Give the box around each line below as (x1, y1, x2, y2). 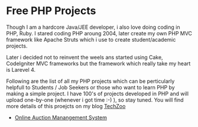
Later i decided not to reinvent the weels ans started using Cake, (6, 54, 164, 61)
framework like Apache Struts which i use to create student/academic (6, 36, 176, 43)
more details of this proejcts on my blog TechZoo (6, 102, 126, 109)
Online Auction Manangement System (14, 113, 108, 121)
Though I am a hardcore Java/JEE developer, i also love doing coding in (6, 24, 180, 31)
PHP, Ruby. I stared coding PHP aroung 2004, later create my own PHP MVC (6, 29, 193, 36)
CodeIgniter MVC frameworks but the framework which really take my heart (6, 60, 191, 67)
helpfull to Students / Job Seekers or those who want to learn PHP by (6, 83, 176, 91)
